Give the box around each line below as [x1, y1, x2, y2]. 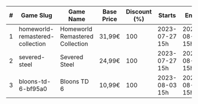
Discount [126, 8, 152, 15]
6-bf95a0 [18, 85, 47, 93]
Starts [158, 11, 176, 19]
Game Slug [21, 11, 52, 19]
